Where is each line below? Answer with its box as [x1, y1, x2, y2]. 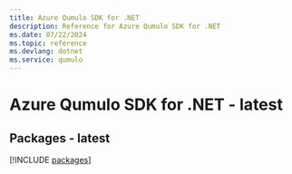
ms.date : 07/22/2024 [9, 30, 88, 39]
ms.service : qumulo [9, 55, 83, 64]
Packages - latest [9, 130, 111, 146]
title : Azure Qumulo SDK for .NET [9, 13, 141, 23]
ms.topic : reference [9, 38, 88, 48]
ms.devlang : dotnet [9, 47, 83, 56]
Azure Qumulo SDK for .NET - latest [9, 94, 284, 115]
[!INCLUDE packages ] [9, 155, 92, 165]
